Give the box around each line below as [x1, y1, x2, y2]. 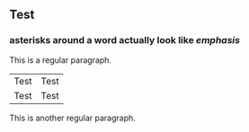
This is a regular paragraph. [9, 54, 112, 66]
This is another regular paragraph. [9, 112, 137, 123]
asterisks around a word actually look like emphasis [9, 34, 241, 47]
